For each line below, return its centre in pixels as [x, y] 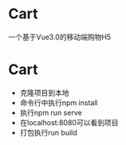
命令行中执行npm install [59, 102]
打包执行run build [48, 132]
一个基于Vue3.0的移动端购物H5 [60, 37]
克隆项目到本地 [44, 92]
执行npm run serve [51, 112]
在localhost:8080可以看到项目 [69, 122]
